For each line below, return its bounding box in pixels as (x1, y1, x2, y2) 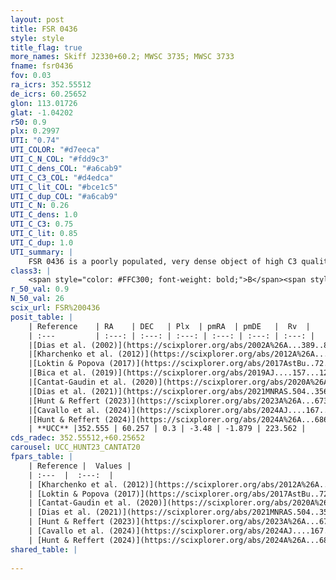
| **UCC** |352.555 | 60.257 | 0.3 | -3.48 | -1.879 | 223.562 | (28, 424, 307, 434)
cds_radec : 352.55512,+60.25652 (10, 433, 145, 443)
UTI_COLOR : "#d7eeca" (10, 145, 101, 155)
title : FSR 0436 (10, 24, 78, 34)
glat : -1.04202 (10, 107, 74, 118)
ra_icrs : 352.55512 (10, 80, 92, 90)
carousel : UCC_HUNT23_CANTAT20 (10, 442, 141, 453)
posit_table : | (10, 312, 74, 322)
